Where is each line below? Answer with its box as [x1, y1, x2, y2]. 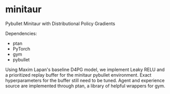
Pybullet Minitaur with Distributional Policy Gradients [5, 20, 116, 27]
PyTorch [12, 45, 31, 52]
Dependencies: [5, 30, 37, 36]
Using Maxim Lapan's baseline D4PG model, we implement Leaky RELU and [5, 66, 165, 73]
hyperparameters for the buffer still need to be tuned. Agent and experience [5, 77, 165, 83]
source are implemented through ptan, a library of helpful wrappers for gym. [5, 83, 165, 89]
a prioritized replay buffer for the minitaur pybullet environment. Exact [5, 72, 152, 78]
